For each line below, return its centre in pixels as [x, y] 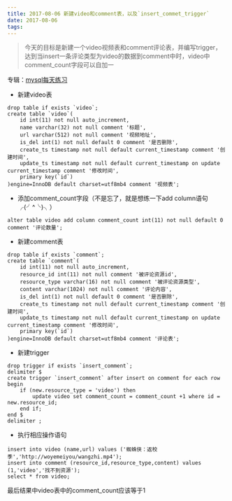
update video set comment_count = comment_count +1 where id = [126, 397]
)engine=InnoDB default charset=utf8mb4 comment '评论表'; [93, 339]
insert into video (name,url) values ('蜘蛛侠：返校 [82, 450]
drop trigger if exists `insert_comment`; [70, 366]
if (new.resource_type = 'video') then [78, 390]
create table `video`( [40, 114]
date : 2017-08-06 [32, 20]
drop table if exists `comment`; [56, 255]
